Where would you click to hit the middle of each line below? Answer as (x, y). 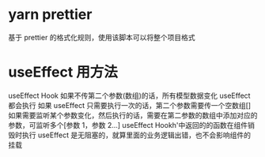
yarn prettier (50, 15)
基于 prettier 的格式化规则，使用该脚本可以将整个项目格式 (102, 37)
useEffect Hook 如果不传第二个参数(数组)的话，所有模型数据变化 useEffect (129, 95)
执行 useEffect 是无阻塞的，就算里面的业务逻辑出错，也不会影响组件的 (136, 135)
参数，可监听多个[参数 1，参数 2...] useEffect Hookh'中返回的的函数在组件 (128, 125)
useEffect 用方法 (63, 72)
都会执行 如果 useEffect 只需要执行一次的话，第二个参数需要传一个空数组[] (130, 105)
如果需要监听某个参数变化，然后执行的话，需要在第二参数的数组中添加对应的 (133, 115)
